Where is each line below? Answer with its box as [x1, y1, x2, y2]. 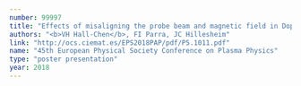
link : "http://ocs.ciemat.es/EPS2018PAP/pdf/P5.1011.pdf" [9, 38, 230, 47]
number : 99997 [9, 13, 63, 22]
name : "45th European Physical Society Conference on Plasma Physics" [9, 47, 279, 56]
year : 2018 [9, 64, 50, 73]
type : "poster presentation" [9, 55, 118, 64]
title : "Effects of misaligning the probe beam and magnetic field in [9, 21, 279, 30]
